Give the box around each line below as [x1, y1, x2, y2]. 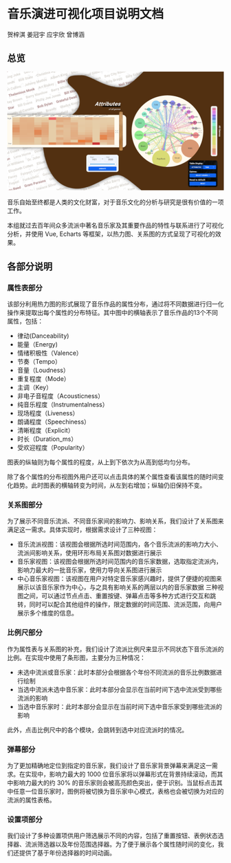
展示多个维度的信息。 [16, 609, 78, 618]
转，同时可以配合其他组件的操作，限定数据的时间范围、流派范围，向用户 [16, 600, 222, 609]
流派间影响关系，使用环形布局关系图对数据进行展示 [16, 549, 162, 557]
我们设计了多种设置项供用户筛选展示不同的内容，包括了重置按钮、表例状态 [7, 831, 218, 840]
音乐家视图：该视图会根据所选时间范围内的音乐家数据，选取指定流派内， [16, 558, 222, 566]
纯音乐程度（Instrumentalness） [16, 400, 109, 409]
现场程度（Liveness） [16, 409, 79, 417]
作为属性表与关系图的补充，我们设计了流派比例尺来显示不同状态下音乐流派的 [7, 644, 224, 653]
